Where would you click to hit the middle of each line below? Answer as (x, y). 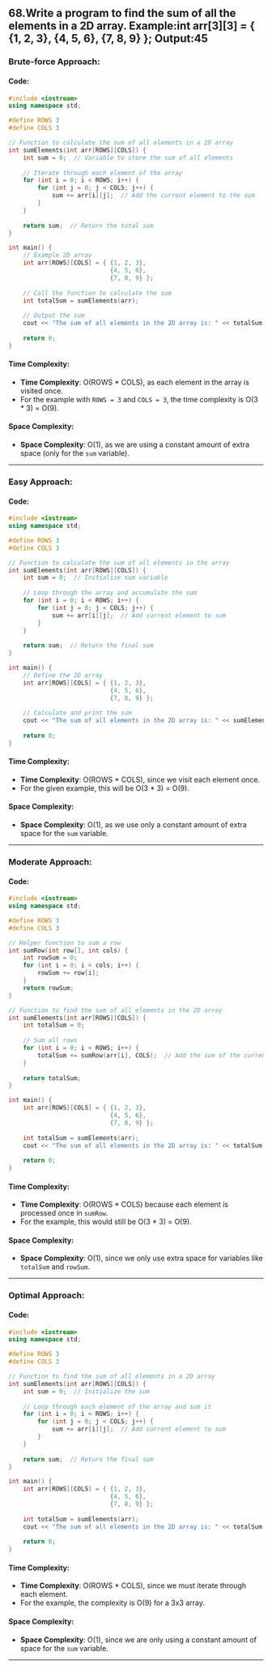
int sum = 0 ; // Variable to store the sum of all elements (128, 157)
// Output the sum (54, 315)
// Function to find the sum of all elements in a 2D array (112, 1377)
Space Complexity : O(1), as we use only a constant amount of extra (133, 825)
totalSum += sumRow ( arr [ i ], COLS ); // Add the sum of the (139, 1055)
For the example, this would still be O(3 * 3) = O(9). (106, 1222)
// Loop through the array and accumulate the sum (110, 593)
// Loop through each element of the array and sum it (117, 1406)
